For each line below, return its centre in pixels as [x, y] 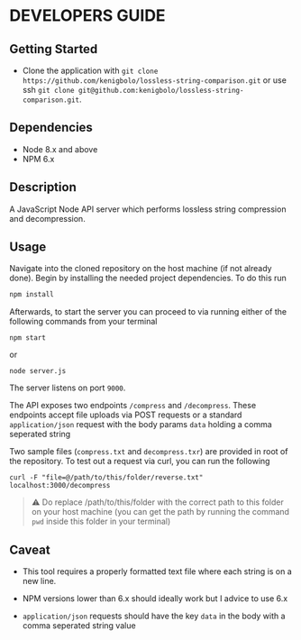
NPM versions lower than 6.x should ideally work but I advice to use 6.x [155, 599]
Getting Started [54, 49]
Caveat [30, 549]
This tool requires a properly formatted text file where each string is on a [157, 571]
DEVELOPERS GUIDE [87, 16]
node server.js [38, 371]
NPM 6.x [38, 159]
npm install [32, 295]
